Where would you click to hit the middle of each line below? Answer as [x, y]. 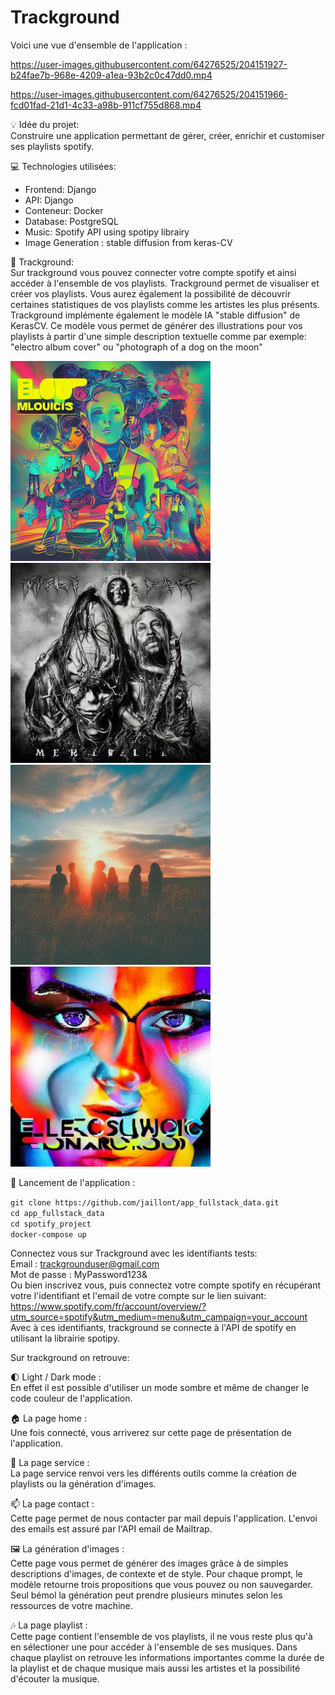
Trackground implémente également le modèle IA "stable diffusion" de [155, 315]
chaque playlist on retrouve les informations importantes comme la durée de [167, 1657]
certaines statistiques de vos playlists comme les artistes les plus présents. [165, 304]
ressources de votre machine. [71, 1605]
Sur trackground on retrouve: [70, 1357]
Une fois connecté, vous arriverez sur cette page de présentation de [151, 1432]
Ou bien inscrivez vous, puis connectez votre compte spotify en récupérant [166, 1285]
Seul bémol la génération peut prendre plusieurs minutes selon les [146, 1595]
